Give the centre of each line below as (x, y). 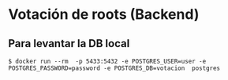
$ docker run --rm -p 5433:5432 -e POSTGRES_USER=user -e (107, 61)
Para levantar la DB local (69, 44)
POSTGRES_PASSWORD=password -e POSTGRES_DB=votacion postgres (114, 68)
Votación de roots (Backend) (104, 15)
